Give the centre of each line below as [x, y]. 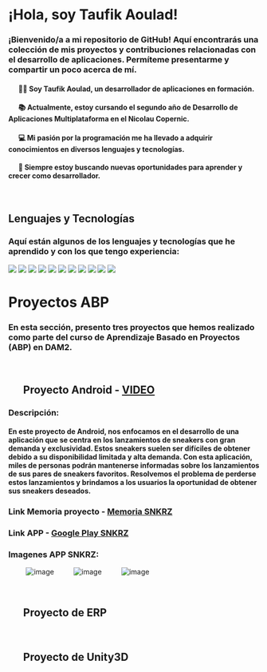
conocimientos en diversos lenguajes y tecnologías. [96, 149]
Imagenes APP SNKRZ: [54, 555]
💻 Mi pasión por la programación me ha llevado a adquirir [115, 137]
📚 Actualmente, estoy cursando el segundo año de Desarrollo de [128, 107]
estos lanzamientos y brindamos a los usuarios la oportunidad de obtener [133, 483]
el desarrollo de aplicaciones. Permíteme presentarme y [119, 60]
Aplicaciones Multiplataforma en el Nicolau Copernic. [99, 119]
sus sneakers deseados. [50, 491]
